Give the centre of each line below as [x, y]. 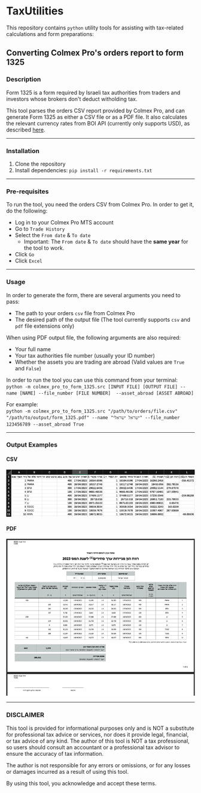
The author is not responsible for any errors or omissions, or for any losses [98, 765]
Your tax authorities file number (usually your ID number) [85, 355]
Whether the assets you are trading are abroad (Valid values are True [100, 362]
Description [24, 79]
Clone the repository [40, 164]
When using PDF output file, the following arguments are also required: [94, 337]
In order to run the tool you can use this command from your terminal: [92, 380]
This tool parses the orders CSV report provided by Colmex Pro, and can [96, 110]
